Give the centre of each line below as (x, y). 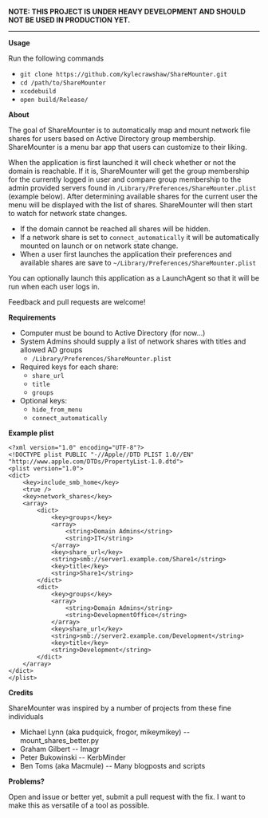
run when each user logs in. (54, 287)
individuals (26, 716)
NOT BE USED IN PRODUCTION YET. (69, 20)
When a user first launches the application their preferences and (126, 254)
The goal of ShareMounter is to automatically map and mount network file (130, 130)
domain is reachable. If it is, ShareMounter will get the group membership (129, 171)
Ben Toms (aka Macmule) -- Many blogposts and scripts (112, 766)
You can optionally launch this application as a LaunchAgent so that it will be (134, 278)
